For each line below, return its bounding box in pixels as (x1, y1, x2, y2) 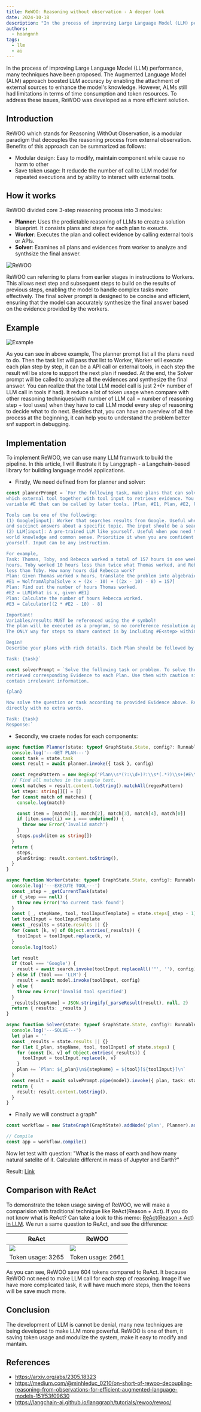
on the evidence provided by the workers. (6, 305, 109, 312)
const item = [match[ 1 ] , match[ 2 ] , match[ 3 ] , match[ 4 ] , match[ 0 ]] (17, 811, 186, 817)
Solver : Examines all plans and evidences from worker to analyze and (14, 244, 187, 251)
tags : (6, 37, 20, 43)
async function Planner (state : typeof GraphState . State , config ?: (6, 744, 175, 750)
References (6, 1357, 50, 1368)
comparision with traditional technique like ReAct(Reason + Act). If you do (6, 1207, 188, 1214)
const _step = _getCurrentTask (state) (11, 888, 109, 894)
